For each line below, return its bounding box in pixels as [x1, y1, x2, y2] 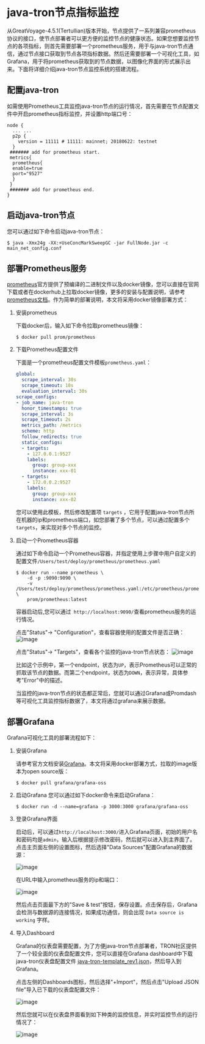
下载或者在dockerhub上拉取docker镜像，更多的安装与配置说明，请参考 [7, 289, 185, 296]
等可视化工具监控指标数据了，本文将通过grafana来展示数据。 [15, 697, 170, 705]
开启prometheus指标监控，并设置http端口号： [17, 110, 133, 117]
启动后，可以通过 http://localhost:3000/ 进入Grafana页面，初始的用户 [15, 828, 193, 836]
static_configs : [21, 439, 63, 445]
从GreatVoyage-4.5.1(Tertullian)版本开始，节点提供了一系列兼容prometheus [7, 27, 196, 34]
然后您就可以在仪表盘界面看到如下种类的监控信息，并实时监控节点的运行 [15, 1011, 198, 1018]
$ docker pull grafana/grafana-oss [15, 780, 107, 786]
